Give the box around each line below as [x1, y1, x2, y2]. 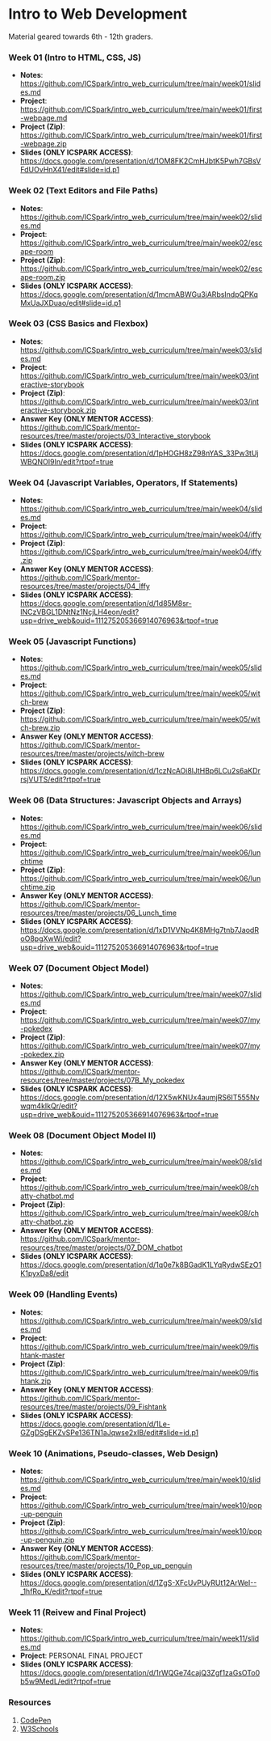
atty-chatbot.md [19, 1191, 74, 1201]
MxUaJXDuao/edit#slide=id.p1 [19, 298, 122, 307]
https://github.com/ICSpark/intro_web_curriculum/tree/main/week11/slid [19, 1633, 260, 1643]
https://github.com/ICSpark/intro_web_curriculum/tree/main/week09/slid [19, 1315, 263, 1325]
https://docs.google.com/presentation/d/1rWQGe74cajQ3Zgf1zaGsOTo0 [19, 1668, 261, 1678]
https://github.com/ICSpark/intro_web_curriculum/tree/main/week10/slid [19, 1474, 261, 1485]
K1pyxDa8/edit [19, 1269, 69, 1278]
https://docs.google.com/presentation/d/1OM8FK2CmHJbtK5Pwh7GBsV [19, 156, 261, 166]
